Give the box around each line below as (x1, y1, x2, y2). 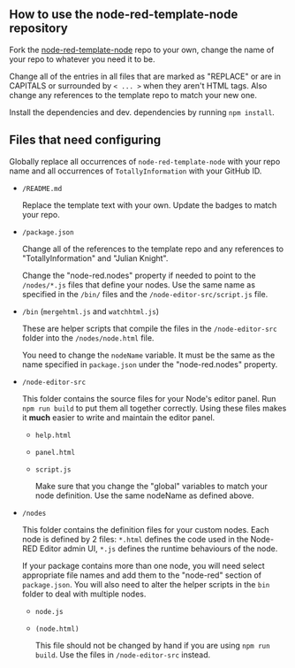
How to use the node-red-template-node (9, 7, 238, 22)
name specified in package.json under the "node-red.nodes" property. (21, 358, 278, 370)
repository (9, 21, 69, 36)
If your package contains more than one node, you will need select (21, 560, 265, 571)
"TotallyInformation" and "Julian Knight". (21, 252, 169, 264)
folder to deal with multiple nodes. (21, 588, 147, 599)
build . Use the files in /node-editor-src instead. (34, 649, 211, 660)
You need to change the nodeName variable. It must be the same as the (21, 349, 276, 360)
